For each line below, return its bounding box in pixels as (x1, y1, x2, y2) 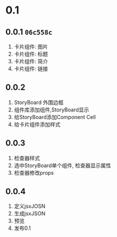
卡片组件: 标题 (13, 50, 48, 57)
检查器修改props (13, 169, 54, 176)
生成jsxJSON (13, 210, 46, 217)
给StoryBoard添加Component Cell (13, 113, 96, 120)
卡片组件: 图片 (13, 43, 48, 50)
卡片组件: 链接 (13, 65, 48, 72)
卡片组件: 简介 (13, 58, 48, 65)
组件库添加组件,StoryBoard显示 (13, 106, 90, 113)
